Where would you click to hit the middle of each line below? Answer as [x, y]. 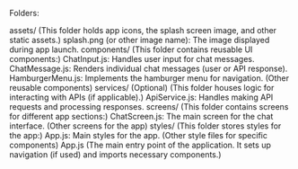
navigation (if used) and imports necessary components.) [115, 155]
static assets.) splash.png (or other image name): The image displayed [140, 40]
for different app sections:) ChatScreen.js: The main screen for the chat [141, 116]
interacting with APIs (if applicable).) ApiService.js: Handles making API [141, 97]
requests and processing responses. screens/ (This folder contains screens [149, 107]
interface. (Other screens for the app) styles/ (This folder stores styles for [145, 126]
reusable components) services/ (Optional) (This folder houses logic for [142, 88]
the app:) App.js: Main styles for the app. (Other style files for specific [138, 135]
